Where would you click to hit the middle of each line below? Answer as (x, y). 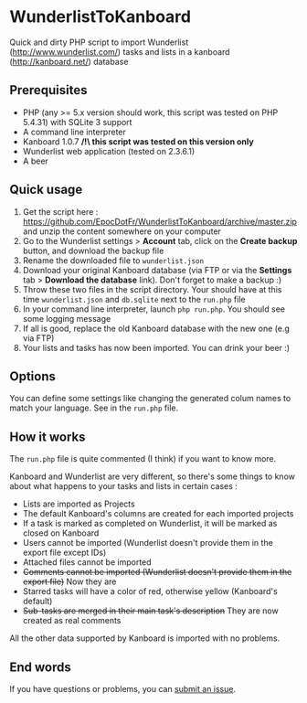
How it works (48, 437)
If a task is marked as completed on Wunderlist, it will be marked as (150, 524)
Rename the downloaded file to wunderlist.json (113, 260)
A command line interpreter (74, 132)
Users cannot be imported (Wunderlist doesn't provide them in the (148, 543)
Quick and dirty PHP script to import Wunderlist (99, 42)
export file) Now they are (69, 581)
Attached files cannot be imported (87, 562)
